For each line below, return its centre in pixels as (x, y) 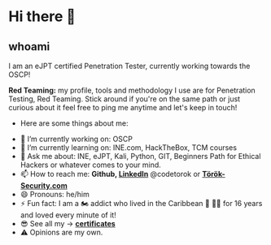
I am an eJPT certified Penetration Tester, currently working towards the (129, 66)
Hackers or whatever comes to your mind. (90, 165)
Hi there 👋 (42, 17)
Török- (214, 174)
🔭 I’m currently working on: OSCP (76, 139)
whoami (29, 47)
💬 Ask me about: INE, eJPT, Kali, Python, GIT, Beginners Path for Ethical (140, 156)
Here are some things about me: (74, 123)
